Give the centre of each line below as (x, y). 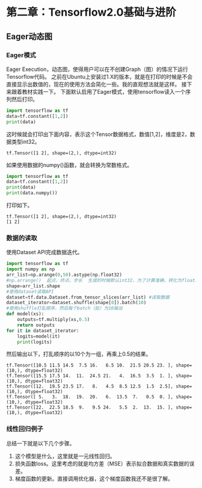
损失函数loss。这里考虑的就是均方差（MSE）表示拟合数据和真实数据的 (102, 463)
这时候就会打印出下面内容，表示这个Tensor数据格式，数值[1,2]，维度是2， (98, 134)
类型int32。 (26, 141)
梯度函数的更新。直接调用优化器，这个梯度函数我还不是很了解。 (94, 478)
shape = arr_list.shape (33, 286)
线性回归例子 (25, 429)
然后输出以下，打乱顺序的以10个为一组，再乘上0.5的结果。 (79, 354)
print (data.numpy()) (32, 193)
